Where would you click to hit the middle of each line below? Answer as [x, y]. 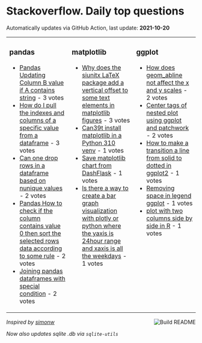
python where [102, 225]
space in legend [169, 195]
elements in [98, 105]
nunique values [41, 188]
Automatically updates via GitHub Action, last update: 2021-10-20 [88, 28]
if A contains [37, 90]
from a [29, 135]
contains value [40, 225]
